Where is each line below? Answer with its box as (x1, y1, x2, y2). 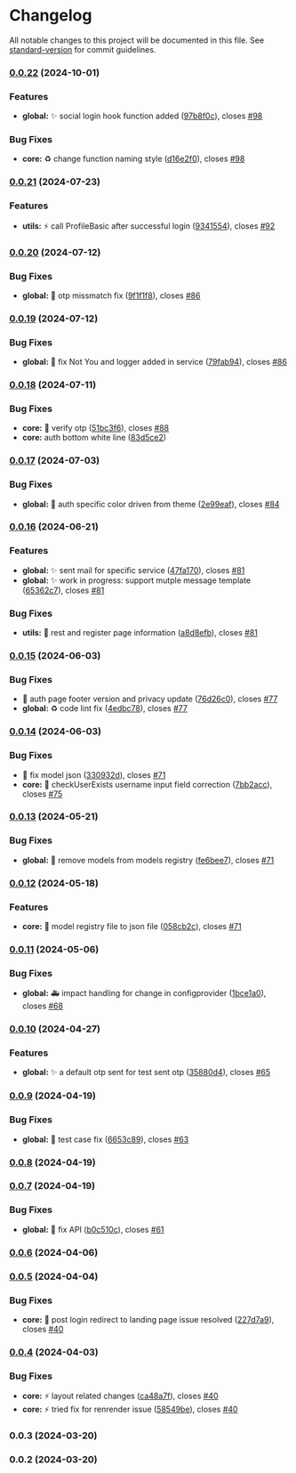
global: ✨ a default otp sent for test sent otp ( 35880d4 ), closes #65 (21, 1067, 271, 1078)
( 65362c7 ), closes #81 (21, 585, 105, 595)
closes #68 (21, 1000, 64, 1011)
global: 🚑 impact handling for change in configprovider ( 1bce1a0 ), (21, 988, 267, 999)
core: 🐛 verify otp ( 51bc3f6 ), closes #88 (21, 423, 170, 433)
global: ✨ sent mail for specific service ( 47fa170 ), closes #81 (21, 564, 245, 575)
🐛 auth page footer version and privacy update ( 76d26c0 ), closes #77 (21, 693, 278, 704)
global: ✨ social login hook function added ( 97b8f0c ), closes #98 (21, 110, 263, 121)
